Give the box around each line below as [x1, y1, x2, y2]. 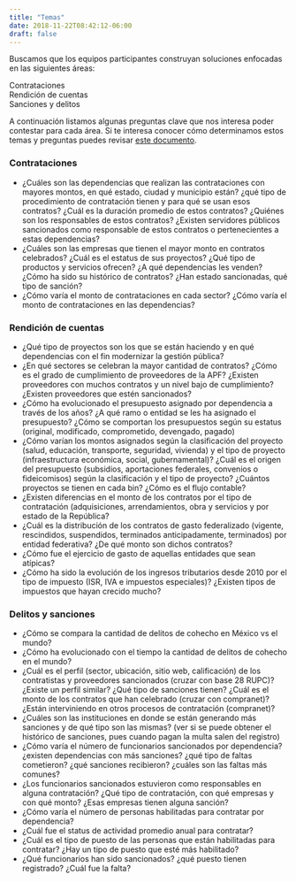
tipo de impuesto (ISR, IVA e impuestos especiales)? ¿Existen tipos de [21, 576, 276, 587]
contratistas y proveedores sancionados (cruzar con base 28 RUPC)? [21, 675, 276, 686]
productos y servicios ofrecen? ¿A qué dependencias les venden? [21, 262, 263, 272]
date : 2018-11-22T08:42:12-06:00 [9, 21, 133, 30]
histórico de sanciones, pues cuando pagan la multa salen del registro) [21, 732, 280, 742]
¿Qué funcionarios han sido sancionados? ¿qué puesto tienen [21, 854, 247, 864]
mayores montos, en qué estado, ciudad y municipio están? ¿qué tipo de [21, 187, 287, 197]
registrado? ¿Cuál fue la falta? [21, 863, 131, 874]
